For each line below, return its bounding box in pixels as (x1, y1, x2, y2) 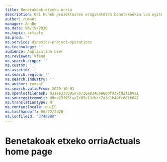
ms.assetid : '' (5, 68, 37, 73)
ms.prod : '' (5, 35, 30, 40)
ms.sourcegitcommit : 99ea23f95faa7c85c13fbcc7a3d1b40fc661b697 (5, 95, 139, 100)
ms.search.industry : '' (5, 77, 55, 82)
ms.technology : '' (5, 44, 43, 49)
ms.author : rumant (5, 81, 43, 86)
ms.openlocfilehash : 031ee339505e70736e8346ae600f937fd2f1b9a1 (5, 91, 139, 96)
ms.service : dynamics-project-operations (5, 40, 92, 45)
